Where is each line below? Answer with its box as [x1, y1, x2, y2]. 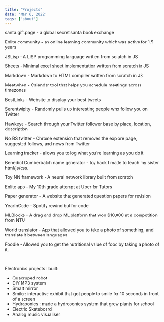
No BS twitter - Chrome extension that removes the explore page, [5, 135, 137, 142]
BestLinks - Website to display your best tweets [5, 97, 101, 103]
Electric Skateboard [12, 306, 52, 312]
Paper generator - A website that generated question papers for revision [5, 193, 151, 199]
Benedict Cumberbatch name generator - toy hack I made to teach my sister [5, 160, 159, 166]
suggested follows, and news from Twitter [5, 141, 90, 147]
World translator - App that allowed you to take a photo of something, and [5, 227, 154, 233]
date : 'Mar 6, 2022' [5, 12, 47, 17]
